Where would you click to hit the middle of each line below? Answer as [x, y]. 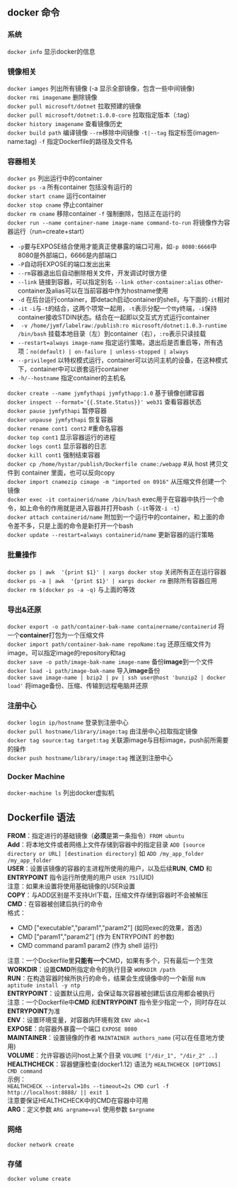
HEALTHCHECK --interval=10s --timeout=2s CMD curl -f [88, 1087]
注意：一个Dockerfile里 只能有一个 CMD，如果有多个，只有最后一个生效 [110, 961]
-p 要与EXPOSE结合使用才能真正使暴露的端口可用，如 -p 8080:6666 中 [117, 247]
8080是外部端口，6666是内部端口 [67, 255]
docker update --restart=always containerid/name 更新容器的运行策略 [111, 535]
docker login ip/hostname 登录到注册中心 [68, 723]
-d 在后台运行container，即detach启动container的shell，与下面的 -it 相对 [123, 300]
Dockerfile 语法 [41, 817]
